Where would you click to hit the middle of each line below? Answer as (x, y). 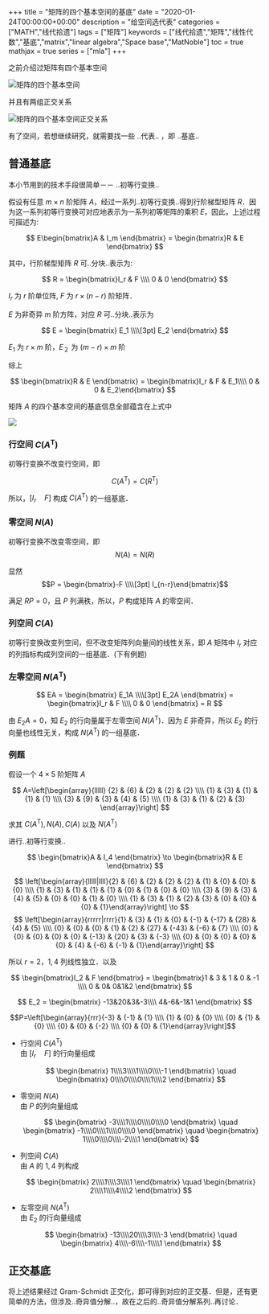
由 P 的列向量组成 (49, 1106)
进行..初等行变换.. (37, 841)
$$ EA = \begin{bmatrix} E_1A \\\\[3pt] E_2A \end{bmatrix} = (135, 695)
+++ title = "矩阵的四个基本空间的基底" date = (84, 12)
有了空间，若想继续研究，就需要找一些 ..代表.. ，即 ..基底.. (104, 136)
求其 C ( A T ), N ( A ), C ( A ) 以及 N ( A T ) (63, 823)
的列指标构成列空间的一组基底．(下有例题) (78, 654)
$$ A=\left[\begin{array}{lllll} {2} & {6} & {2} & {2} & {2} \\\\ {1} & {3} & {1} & (135, 790)
